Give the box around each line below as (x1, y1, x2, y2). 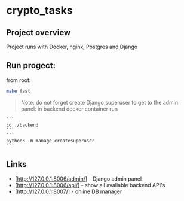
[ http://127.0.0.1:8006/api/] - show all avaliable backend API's (14, 181, 165, 188)
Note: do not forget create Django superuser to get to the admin (20, 99, 179, 106)
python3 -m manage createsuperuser (6, 138, 95, 144)
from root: (6, 76, 31, 84)
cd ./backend (6, 122, 39, 128)
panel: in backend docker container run (20, 105, 118, 112)
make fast (6, 88, 31, 94)
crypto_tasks (6, 4, 73, 17)
